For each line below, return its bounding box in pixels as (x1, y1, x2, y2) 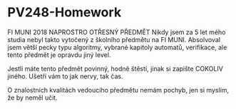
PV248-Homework (7, 4, 122, 21)
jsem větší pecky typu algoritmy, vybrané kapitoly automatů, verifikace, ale (7, 43, 227, 51)
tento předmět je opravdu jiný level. (7, 51, 111, 59)
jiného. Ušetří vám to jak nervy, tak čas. (7, 72, 123, 81)
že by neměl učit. (7, 93, 58, 102)
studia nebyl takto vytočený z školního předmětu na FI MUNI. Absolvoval (7, 35, 221, 43)
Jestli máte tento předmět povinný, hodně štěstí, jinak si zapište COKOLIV (7, 64, 223, 73)
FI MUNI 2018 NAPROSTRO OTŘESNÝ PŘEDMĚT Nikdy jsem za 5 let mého (7, 28, 226, 36)
